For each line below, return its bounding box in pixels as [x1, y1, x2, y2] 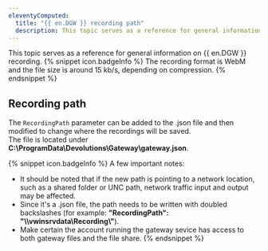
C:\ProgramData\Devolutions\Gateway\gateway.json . [8, 143, 189, 153]
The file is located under [8, 135, 89, 144]
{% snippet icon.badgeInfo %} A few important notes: [8, 159, 185, 168]
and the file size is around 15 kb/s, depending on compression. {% [8, 65, 226, 75]
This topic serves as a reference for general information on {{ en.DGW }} [8, 49, 247, 58]
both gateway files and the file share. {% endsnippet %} [19, 233, 205, 243]
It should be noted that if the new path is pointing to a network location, [19, 175, 255, 184]
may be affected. [19, 191, 76, 201]
